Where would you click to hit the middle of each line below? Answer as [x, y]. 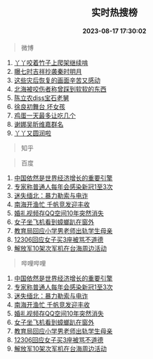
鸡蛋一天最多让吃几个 [45, 115]
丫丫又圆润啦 [32, 133]
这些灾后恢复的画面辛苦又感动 [57, 80]
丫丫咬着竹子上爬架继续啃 [51, 63]
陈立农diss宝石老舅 [41, 98]
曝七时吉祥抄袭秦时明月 [48, 71]
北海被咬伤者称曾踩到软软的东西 [60, 89]
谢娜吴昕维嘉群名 [39, 124]
